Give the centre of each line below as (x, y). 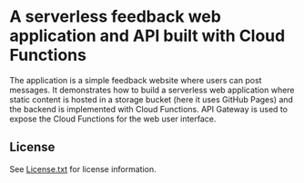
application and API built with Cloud (147, 36)
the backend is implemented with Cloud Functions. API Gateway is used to (149, 109)
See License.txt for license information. (83, 169)
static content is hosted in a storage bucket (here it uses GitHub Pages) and (152, 99)
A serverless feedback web (115, 17)
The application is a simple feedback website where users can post (136, 80)
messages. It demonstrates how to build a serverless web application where (152, 90)
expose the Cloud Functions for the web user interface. (113, 119)
